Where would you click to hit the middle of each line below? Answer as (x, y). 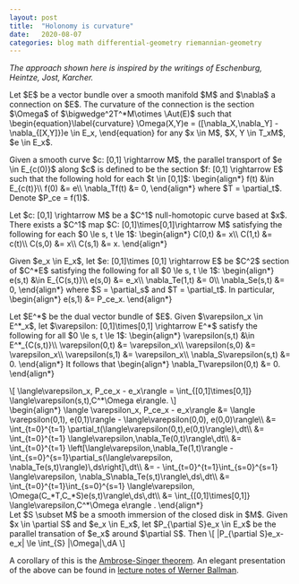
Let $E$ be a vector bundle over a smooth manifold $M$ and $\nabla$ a (142, 95)
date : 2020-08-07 (46, 34)
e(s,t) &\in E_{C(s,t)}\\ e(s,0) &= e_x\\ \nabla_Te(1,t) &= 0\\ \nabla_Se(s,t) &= (147, 280)
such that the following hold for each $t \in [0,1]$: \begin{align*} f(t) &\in (142, 179)
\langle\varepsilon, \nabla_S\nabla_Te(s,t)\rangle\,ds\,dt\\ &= (120, 477)
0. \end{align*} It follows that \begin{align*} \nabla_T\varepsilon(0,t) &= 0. (145, 365)
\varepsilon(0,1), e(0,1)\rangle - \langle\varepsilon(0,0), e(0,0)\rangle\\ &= (143, 420)
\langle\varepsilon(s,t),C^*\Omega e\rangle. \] (93, 400)
